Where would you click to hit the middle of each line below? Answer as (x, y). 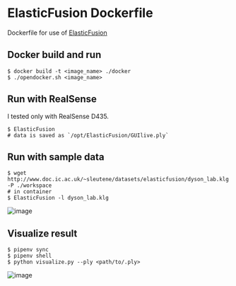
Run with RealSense (52, 99)
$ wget (17, 173)
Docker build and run (54, 55)
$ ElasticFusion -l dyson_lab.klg (58, 198)
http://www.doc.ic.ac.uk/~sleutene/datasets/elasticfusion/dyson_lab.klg (118, 179)
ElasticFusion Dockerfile (80, 13)
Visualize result (42, 233)
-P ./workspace (30, 185)
